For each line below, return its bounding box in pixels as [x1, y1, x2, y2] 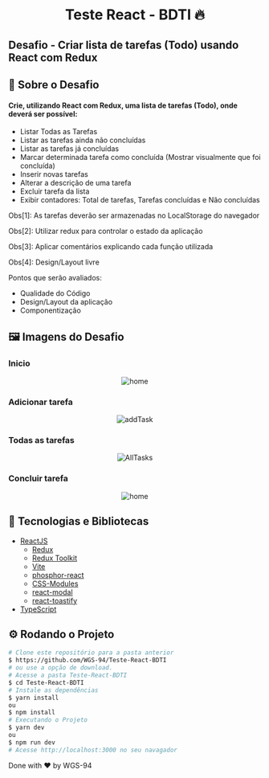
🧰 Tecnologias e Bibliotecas [8, 514, 149, 528]
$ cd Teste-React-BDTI [8, 678, 84, 686]
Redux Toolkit [31, 553, 78, 563]
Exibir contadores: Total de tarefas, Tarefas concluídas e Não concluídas [19, 195, 260, 205]
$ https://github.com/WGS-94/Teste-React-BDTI [8, 657, 167, 665]
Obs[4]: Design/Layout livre [8, 257, 100, 267]
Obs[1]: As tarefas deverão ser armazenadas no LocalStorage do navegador [8, 211, 260, 220]
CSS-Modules [31, 579, 79, 588]
